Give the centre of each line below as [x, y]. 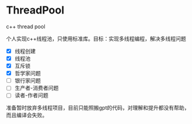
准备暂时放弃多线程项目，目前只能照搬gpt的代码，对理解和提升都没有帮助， [98, 108]
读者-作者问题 [32, 95]
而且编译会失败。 [27, 115]
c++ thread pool [26, 26]
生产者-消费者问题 [37, 88]
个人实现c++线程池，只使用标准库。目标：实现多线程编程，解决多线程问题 [96, 38]
